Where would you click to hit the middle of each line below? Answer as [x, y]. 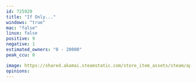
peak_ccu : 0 [20, 55]
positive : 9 [20, 39]
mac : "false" [22, 28]
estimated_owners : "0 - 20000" [44, 50]
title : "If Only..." [31, 17]
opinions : [18, 71]
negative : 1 [20, 44]
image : [14, 65]
